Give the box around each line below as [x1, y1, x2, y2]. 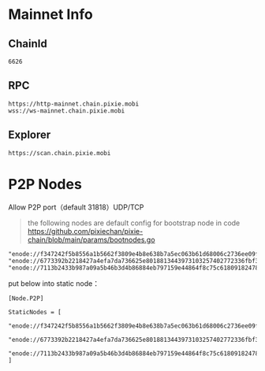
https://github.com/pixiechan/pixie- [27, 226, 144, 236]
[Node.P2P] [8, 294, 44, 302]
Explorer [8, 128, 51, 142]
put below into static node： [8, 278, 100, 288]
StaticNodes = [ [8, 308, 62, 316]
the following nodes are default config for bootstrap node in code [27, 218, 241, 228]
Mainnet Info [8, 6, 93, 24]
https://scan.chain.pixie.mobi [8, 149, 111, 157]
